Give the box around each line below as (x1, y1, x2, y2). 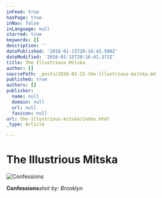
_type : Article (6, 122, 45, 128)
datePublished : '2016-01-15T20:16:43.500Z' (6, 48, 118, 54)
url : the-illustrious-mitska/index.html (6, 116, 110, 122)
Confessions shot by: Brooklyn (6, 185, 83, 192)
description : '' (6, 43, 47, 49)
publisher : (6, 88, 34, 94)
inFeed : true (6, 8, 39, 15)
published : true (6, 76, 47, 82)
